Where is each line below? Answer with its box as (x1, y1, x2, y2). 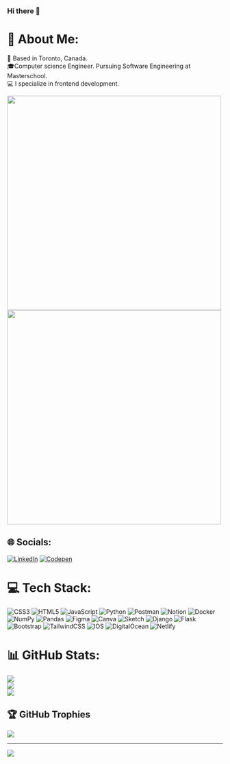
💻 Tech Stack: (7, 580, 92, 595)
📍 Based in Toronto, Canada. (7, 54, 88, 62)
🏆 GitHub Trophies (7, 708, 91, 720)
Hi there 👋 (7, 6, 41, 16)
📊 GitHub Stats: (7, 647, 101, 662)
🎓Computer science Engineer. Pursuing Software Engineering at (7, 62, 191, 70)
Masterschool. (7, 71, 48, 80)
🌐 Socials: (7, 536, 52, 548)
